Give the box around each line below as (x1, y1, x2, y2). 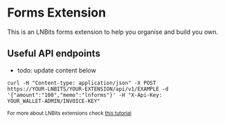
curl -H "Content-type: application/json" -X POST (7, 79, 156, 86)
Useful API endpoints (7, 48, 100, 59)
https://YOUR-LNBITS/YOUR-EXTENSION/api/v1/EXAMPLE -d (7, 85, 169, 93)
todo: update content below (17, 66, 97, 74)
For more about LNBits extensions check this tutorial (7, 109, 132, 117)
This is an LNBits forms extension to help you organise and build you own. (7, 28, 219, 36)
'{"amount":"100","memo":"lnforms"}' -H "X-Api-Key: (7, 91, 163, 98)
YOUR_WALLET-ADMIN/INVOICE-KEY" (7, 97, 100, 104)
